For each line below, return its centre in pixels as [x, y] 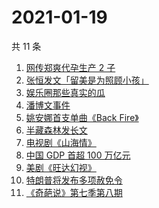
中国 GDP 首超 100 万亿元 [78, 155]
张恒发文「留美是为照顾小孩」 [87, 80]
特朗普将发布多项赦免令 [74, 180]
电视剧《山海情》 [61, 142]
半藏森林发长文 [56, 130]
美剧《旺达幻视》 [61, 167]
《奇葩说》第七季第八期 [74, 192]
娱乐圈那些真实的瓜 [65, 92]
